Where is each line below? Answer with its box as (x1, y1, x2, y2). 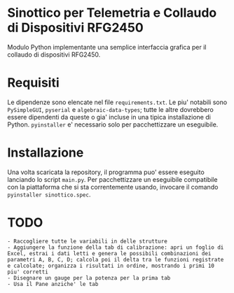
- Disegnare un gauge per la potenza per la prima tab (7, 274, 171, 281)
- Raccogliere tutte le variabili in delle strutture (7, 238, 168, 245)
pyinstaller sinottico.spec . (7, 190, 91, 199)
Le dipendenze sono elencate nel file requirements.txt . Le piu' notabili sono (7, 98, 228, 106)
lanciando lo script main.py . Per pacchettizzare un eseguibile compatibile (7, 175, 218, 183)
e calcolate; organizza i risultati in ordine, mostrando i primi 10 (7, 262, 215, 269)
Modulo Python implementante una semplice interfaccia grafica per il (7, 43, 207, 51)
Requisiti (7, 75, 60, 91)
